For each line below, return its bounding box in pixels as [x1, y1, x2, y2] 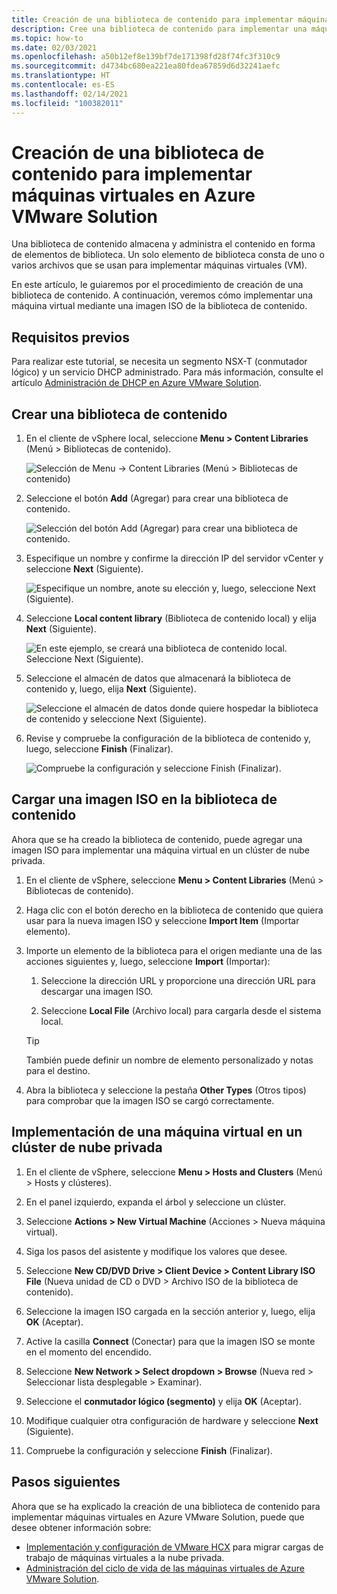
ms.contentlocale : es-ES [11, 80, 115, 90]
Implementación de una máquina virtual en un [11, 1124, 303, 1141]
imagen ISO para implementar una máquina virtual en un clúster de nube [11, 844, 310, 856]
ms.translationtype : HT [11, 71, 111, 81]
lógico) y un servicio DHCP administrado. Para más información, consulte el [11, 366, 324, 378]
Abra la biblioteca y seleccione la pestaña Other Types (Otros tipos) [25, 1084, 307, 1096]
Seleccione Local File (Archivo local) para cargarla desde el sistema [40, 1004, 322, 1016]
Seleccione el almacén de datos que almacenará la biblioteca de [25, 672, 292, 685]
